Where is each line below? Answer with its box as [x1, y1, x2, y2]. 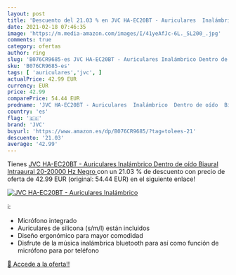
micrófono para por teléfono [17, 246, 100, 255]
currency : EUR [7, 82, 49, 89]
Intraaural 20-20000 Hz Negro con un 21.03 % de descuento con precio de [7, 168, 225, 176]
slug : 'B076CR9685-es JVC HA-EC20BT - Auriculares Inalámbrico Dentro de [7, 56, 228, 63]
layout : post [7, 10, 46, 18]
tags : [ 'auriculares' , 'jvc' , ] [7, 69, 102, 76]
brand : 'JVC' [7, 121, 46, 128]
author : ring [7, 50, 46, 57]
